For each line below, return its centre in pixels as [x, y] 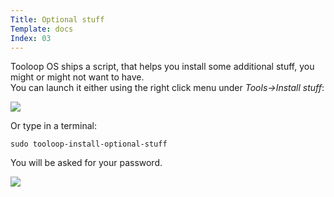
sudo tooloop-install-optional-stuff [89, 144]
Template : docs [42, 29]
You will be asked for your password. [86, 163]
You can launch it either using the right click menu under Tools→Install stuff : [167, 88]
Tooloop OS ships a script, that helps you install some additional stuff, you [162, 67]
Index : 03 [31, 38]
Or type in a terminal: [54, 126]
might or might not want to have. [77, 77]
